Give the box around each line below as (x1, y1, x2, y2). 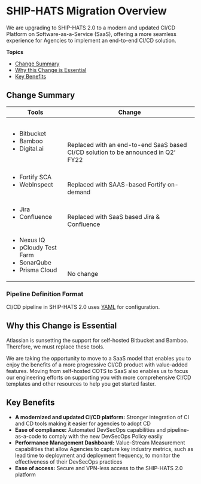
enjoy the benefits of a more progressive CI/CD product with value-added (6, 361, 188, 368)
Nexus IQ (19, 236, 45, 244)
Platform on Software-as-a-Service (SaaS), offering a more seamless (6, 30, 176, 37)
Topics (6, 48, 24, 55)
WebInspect (19, 180, 53, 188)
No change (67, 269, 99, 278)
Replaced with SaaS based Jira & (67, 212, 160, 221)
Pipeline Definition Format (6, 290, 84, 298)
